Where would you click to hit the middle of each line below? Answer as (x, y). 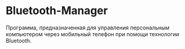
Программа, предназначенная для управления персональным (88, 28)
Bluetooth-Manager (57, 11)
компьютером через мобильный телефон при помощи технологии (92, 34)
